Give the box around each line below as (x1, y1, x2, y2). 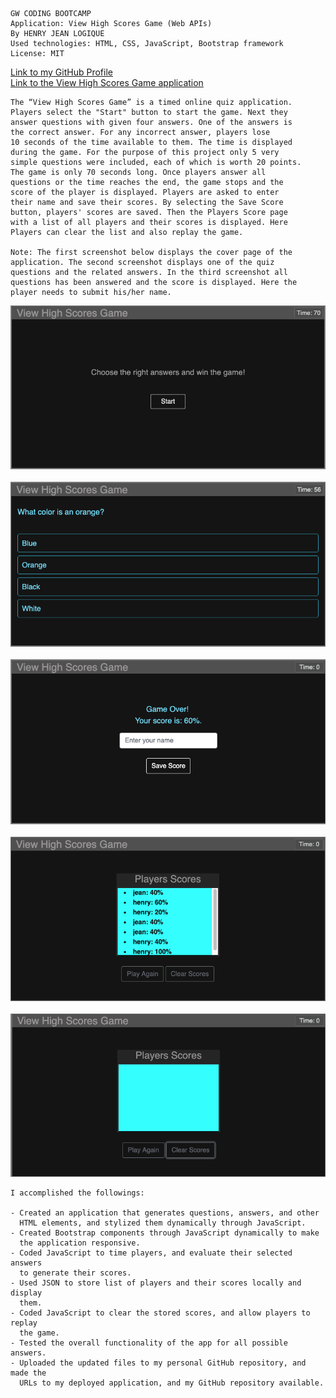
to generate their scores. (19, 1268, 132, 1278)
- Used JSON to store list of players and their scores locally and (10, 1278, 302, 1288)
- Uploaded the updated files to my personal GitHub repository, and (10, 1358, 307, 1368)
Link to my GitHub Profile (10, 66, 113, 78)
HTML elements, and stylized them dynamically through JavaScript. (19, 1218, 307, 1228)
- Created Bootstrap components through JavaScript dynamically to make (10, 1228, 320, 1238)
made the (10, 1368, 47, 1378)
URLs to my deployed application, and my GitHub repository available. (19, 1378, 325, 1388)
